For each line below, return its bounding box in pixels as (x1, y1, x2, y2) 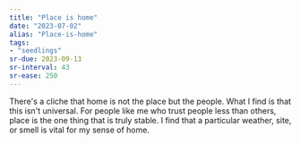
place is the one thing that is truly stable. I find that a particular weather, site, (9, 114, 292, 125)
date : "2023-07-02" (9, 21, 82, 30)
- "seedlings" (9, 47, 63, 55)
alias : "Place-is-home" (9, 30, 99, 38)
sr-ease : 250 (9, 72, 58, 80)
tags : (9, 38, 30, 47)
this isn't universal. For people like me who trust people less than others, (9, 105, 277, 116)
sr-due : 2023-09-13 (9, 55, 82, 64)
